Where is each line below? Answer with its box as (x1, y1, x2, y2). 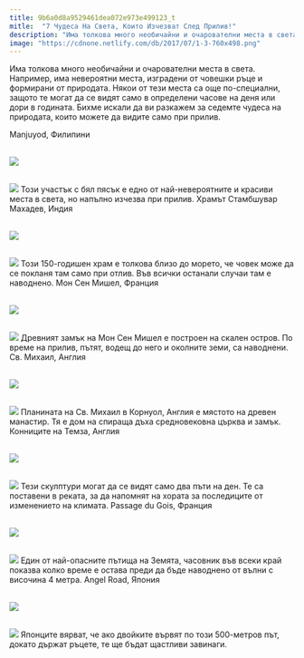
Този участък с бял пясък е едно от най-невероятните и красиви (20, 184, 273, 195)
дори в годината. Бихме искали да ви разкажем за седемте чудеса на (9, 102, 282, 113)
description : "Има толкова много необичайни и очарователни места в (9, 30, 273, 39)
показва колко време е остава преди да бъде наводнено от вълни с (9, 565, 274, 576)
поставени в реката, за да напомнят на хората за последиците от (9, 490, 263, 501)
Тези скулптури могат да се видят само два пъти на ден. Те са (20, 481, 264, 492)
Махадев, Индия (9, 203, 73, 214)
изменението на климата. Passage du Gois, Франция (9, 500, 213, 511)
